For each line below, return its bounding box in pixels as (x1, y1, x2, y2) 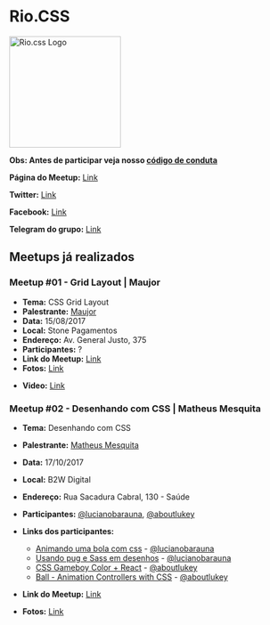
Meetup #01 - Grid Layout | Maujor (9, 276, 160, 288)
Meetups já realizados (9, 249, 135, 264)
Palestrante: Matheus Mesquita (21, 439, 140, 450)
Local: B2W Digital (21, 474, 92, 484)
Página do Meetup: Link (9, 172, 98, 183)
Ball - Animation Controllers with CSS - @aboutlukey (35, 572, 229, 582)
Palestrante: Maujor (21, 305, 97, 317)
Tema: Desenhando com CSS (21, 422, 132, 433)
